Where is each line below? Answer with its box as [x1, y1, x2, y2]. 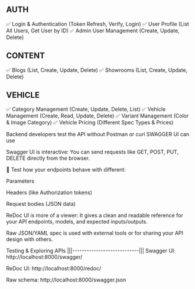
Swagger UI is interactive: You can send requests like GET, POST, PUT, [6, 149, 179, 156]
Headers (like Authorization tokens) [6, 189, 93, 196]
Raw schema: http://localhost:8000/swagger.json [6, 277, 126, 284]
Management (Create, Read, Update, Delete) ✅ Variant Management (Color [6, 112, 189, 120]
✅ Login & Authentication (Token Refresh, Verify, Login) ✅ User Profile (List [6, 20, 189, 27]
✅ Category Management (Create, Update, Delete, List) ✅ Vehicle [6, 106, 166, 113]
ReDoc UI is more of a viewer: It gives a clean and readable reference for [6, 212, 183, 219]
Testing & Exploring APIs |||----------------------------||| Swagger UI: [6, 247, 176, 254]
